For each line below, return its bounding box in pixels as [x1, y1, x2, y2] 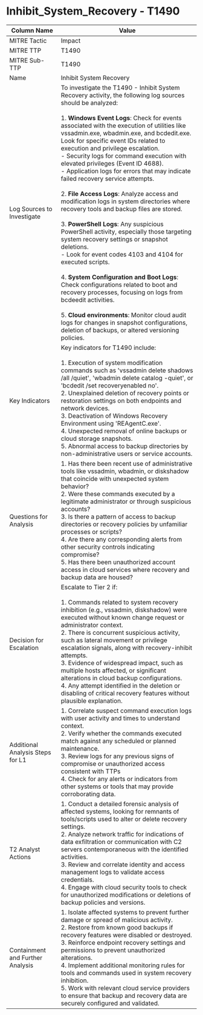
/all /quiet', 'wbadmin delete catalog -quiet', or [60, 374, 193, 382]
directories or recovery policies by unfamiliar [60, 520, 188, 528]
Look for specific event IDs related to [60, 136, 166, 145]
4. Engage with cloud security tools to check [60, 883, 187, 891]
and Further [9, 953, 43, 962]
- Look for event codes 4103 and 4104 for [60, 250, 183, 258]
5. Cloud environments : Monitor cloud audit [60, 310, 187, 319]
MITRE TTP [9, 46, 42, 55]
